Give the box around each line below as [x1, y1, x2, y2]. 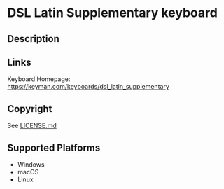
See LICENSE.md [7, 121, 57, 130]
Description [7, 33, 59, 45]
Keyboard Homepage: [7, 75, 71, 83]
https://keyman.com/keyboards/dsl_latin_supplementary [7, 83, 170, 91]
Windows [17, 160, 45, 169]
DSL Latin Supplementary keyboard [7, 5, 218, 21]
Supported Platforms [7, 141, 101, 153]
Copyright [7, 103, 52, 115]
